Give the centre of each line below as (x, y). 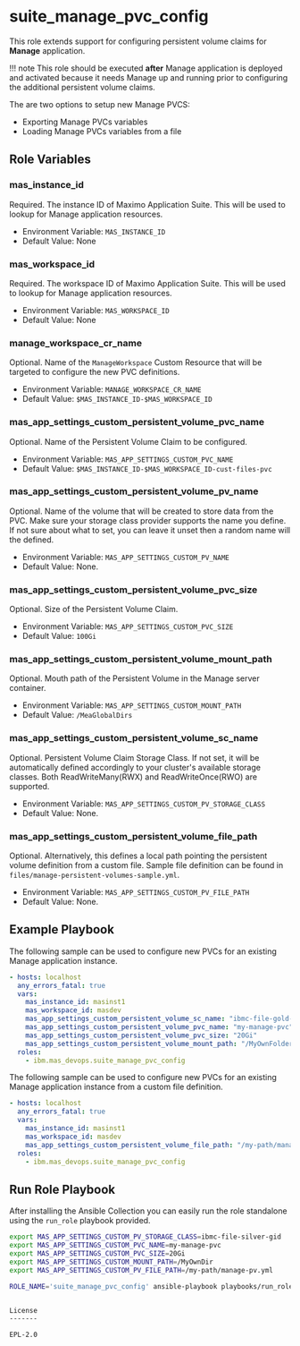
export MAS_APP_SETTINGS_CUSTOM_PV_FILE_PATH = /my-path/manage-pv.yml (142, 1270)
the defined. (32, 540)
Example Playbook (62, 929)
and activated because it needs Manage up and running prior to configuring (149, 77)
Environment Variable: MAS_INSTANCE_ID (94, 231)
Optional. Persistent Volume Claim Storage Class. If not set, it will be (134, 757)
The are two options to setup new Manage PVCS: (100, 104)
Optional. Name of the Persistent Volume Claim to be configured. (129, 441)
